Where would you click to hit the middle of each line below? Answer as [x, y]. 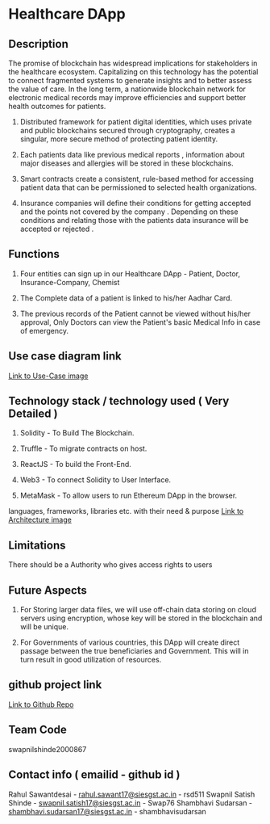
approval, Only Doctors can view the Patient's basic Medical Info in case [140, 322]
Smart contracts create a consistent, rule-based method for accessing [137, 179]
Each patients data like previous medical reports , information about [132, 155]
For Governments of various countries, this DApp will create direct [130, 642]
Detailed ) [33, 414]
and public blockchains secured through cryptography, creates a [127, 130]
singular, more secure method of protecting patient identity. [119, 139]
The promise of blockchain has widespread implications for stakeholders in [133, 63]
